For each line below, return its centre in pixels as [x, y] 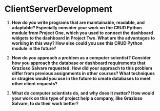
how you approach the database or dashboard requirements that [79, 63]
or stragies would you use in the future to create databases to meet [81, 78]
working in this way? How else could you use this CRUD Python [77, 43]
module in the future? [34, 48]
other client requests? [35, 83]
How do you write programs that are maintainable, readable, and [78, 22]
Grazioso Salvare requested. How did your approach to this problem [82, 68]
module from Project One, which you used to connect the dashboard [82, 33]
